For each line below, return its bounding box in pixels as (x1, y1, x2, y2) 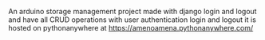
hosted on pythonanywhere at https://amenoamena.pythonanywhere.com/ (8, 24, 254, 32)
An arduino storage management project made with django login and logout (8, 7, 257, 16)
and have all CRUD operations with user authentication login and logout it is (8, 15, 257, 24)
